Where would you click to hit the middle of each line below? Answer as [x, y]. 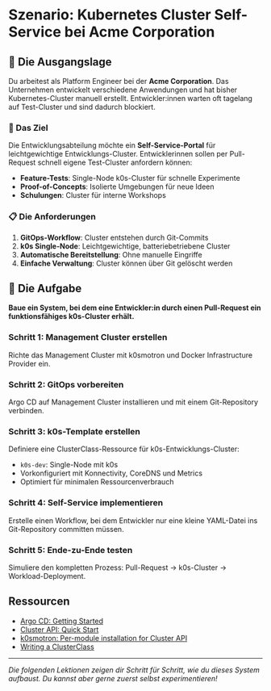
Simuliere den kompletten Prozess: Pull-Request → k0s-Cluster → [118, 567]
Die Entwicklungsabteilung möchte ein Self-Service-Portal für [112, 145]
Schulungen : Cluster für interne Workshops [93, 195]
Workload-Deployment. [47, 576]
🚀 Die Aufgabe [45, 288]
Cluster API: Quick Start [59, 629]
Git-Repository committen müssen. [66, 529]
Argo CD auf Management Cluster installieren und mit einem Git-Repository [133, 402]
